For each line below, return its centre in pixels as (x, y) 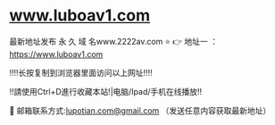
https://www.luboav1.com (56, 54)
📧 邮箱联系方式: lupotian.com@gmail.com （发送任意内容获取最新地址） (140, 110)
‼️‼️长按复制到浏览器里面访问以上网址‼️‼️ (81, 72)
